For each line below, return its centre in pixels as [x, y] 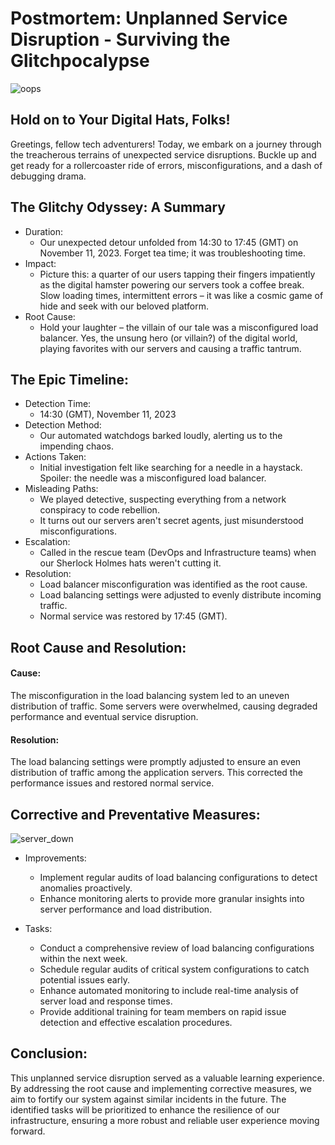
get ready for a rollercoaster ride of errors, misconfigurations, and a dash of [166, 165]
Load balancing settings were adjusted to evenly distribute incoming [180, 595]
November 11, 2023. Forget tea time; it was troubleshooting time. [172, 253]
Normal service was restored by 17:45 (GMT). [133, 616]
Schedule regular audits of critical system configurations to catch [174, 969]
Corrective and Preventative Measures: [135, 814]
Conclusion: [49, 1053]
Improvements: [55, 858]
